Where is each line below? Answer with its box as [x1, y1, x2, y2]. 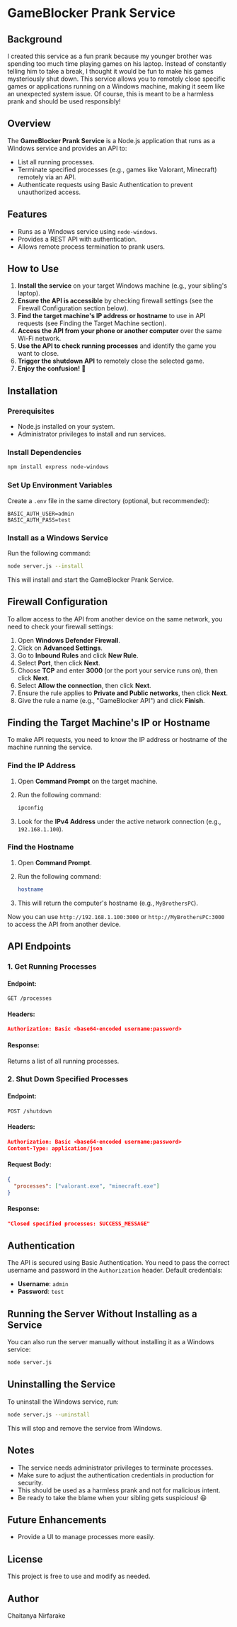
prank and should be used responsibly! [7, 97, 122, 106]
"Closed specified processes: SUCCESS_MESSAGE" [7, 1220, 151, 1227]
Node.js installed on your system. [17, 422, 115, 431]
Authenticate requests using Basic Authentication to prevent [17, 180, 193, 188]
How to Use [7, 263, 59, 275]
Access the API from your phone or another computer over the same [17, 327, 222, 335]
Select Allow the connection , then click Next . [17, 681, 152, 689]
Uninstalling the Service [7, 1378, 115, 1390]
